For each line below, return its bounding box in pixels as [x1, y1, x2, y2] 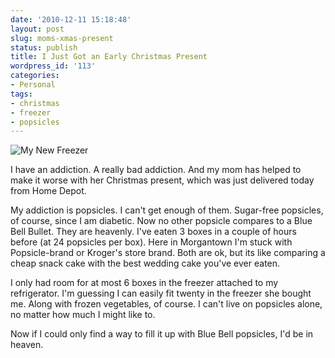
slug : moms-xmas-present [10, 33, 114, 43]
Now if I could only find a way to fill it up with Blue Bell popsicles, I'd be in [10, 328, 314, 340]
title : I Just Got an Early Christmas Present [10, 52, 208, 62]
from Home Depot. [10, 185, 87, 197]
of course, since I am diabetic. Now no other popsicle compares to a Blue [10, 215, 313, 227]
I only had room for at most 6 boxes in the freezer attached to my [10, 277, 279, 289]
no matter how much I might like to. [10, 309, 156, 321]
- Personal [10, 80, 56, 90]
